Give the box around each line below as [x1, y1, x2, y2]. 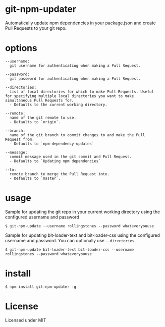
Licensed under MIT [5, 317, 46, 323]
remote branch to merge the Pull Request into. [9, 171, 110, 176]
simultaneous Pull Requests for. [5, 98, 74, 103]
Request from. [5, 137, 35, 142]
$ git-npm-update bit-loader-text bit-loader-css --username [5, 247, 134, 252]
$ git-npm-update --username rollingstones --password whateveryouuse [5, 223, 154, 228]
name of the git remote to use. [9, 115, 77, 120]
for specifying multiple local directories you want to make [5, 93, 134, 99]
